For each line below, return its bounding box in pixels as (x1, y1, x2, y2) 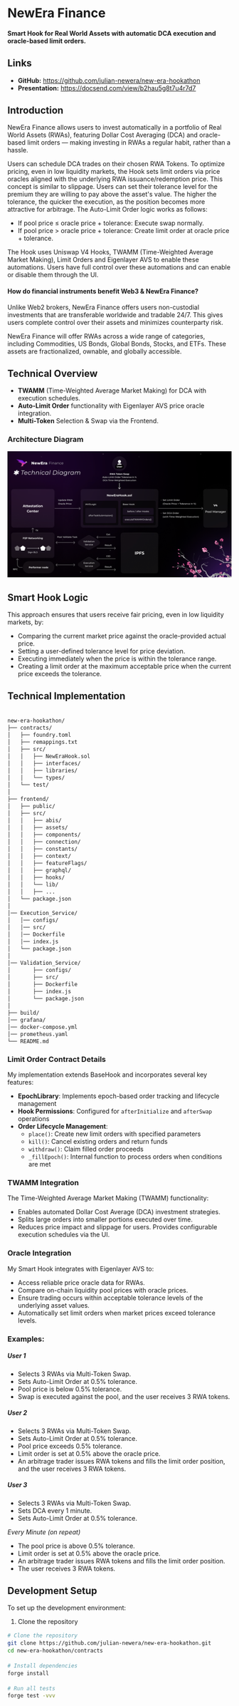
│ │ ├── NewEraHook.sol (7, 753, 91, 760)
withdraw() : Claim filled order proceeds (28, 1145, 144, 1154)
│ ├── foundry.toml (7, 731, 72, 738)
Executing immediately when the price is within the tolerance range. (17, 654, 217, 663)
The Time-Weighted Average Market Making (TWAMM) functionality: (7, 1194, 209, 1202)
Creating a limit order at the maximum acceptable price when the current (17, 662, 231, 671)
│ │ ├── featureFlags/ (7, 859, 87, 867)
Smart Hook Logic (7, 591, 89, 604)
